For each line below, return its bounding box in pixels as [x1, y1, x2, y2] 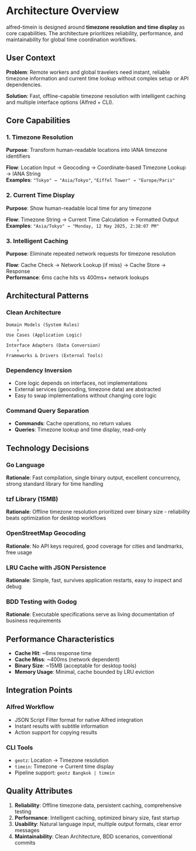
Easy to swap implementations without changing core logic [14, 392, 157, 399]
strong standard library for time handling [6, 480, 104, 487]
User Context [6, 53, 56, 63]
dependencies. [6, 81, 42, 88]
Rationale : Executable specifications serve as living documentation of [6, 611, 174, 618]
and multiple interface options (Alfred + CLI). [6, 99, 114, 106]
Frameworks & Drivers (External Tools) [6, 352, 104, 358]
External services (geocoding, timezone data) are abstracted [14, 386, 161, 393]
